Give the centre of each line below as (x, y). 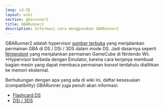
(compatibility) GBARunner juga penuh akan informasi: (62, 85)
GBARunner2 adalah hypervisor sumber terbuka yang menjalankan (75, 43)
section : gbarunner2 (27, 19)
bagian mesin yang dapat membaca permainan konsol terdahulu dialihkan (82, 65)
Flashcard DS (27, 95)
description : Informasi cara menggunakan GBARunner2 (62, 29)
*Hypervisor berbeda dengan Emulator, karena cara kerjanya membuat (79, 59)
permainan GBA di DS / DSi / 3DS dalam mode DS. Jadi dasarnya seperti (81, 49)
